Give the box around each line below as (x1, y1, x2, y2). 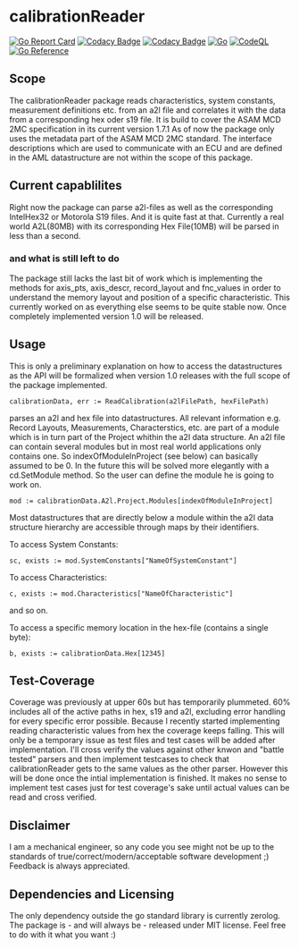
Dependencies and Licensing (9, 886, 175, 902)
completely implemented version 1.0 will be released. (9, 310, 203, 321)
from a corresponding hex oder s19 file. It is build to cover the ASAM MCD (9, 114, 281, 124)
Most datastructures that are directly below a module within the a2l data (9, 512, 274, 522)
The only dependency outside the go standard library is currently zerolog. (9, 911, 281, 921)
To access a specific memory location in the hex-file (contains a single (9, 622, 270, 632)
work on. (9, 479, 42, 489)
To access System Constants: (9, 538, 119, 549)
